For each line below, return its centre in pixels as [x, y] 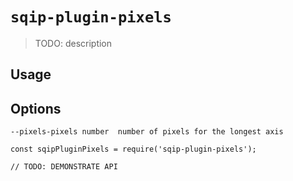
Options [36, 108]
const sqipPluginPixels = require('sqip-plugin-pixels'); [133, 149]
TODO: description [73, 43]
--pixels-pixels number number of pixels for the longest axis [147, 132]
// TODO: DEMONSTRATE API [64, 167]
